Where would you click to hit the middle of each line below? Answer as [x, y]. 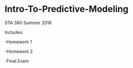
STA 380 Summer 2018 [28, 23]
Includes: [14, 32]
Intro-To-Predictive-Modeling [67, 9]
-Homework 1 [18, 42]
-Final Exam [17, 61]
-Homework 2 [19, 51]
